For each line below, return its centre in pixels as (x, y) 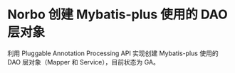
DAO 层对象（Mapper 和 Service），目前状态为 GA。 (84, 62)
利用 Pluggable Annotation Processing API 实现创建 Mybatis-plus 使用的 (113, 53)
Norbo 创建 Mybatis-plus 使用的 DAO (117, 15)
